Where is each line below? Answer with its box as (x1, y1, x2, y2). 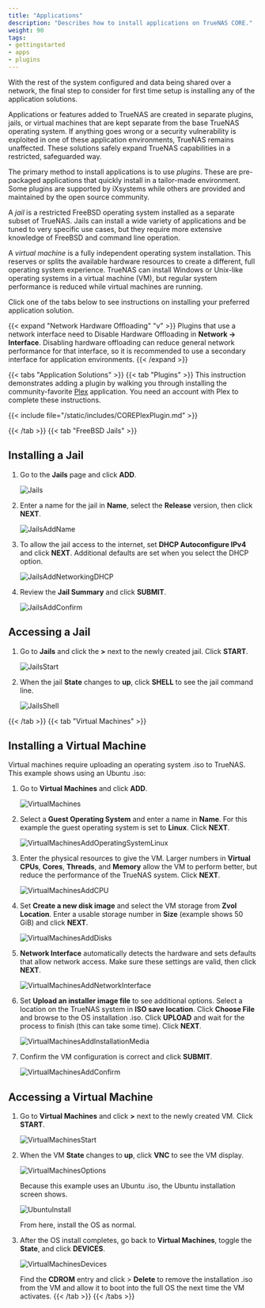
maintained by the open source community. (8, 192, 150, 202)
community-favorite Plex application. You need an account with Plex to (8, 386, 239, 396)
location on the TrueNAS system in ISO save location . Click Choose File (19, 1005, 256, 1014)
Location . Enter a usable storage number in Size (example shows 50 (19, 910, 244, 919)
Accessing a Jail (8, 625, 91, 639)
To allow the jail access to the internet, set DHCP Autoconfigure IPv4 (19, 539, 247, 549)
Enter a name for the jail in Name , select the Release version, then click (19, 500, 253, 510)
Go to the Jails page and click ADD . (19, 470, 137, 479)
